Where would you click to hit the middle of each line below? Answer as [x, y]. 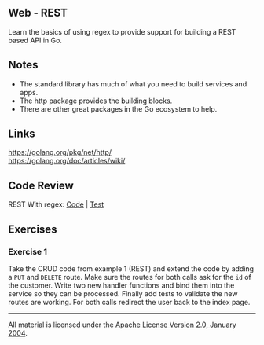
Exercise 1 [28, 251]
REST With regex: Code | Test [56, 204]
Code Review [41, 185]
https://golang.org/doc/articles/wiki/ [67, 161]
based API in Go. [35, 40]
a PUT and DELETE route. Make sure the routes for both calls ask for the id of [130, 277]
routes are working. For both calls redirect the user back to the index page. [129, 302]
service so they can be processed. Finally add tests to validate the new [123, 293]
